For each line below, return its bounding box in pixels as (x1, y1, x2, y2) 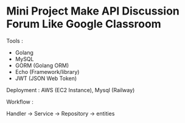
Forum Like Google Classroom (6, 17, 161, 31)
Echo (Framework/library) (15, 68, 80, 75)
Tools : (6, 37, 23, 44)
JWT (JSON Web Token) (15, 75, 77, 82)
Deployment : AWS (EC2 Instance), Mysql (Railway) (6, 86, 135, 93)
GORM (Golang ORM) (15, 62, 69, 69)
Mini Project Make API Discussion (6, 4, 180, 18)
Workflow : (6, 98, 33, 105)
